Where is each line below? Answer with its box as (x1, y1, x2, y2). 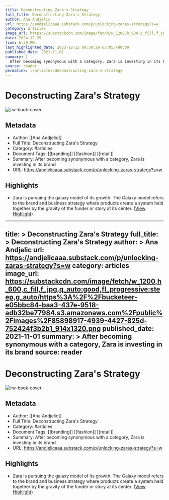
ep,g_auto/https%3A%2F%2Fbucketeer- (5, 293, 138, 301)
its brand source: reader (5, 348, 82, 356)
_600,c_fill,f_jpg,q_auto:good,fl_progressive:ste (5, 285, 160, 294)
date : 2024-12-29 (5, 36, 42, 41)
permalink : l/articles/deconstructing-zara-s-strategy (5, 68, 123, 74)
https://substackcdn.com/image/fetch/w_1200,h (5, 277, 162, 285)
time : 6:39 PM (5, 40, 35, 45)
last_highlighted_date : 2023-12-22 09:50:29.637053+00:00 (5, 45, 129, 50)
